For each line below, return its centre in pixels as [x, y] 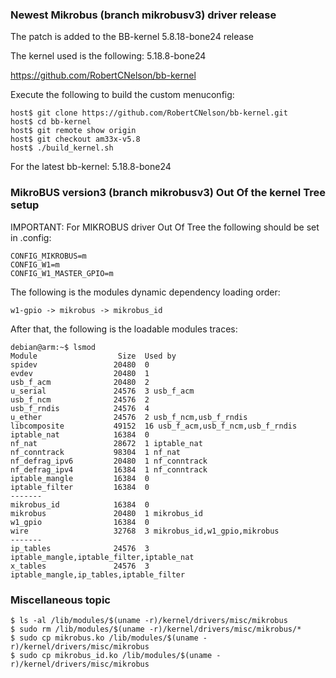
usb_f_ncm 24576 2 [80, 399]
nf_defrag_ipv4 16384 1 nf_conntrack [109, 469]
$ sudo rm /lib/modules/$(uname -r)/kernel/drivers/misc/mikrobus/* [156, 629]
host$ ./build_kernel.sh [62, 148]
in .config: [31, 237]
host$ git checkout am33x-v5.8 [75, 139]
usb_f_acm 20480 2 [80, 382]
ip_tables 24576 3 [80, 548]
